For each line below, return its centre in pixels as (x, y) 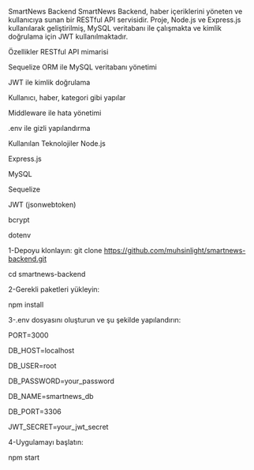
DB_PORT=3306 (35, 412)
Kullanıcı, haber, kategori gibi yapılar (67, 97)
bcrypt (19, 220)
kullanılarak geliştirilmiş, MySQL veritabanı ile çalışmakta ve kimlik (115, 28)
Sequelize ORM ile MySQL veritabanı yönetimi (83, 67)
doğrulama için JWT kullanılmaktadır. (68, 36)
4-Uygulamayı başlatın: (46, 442)
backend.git (28, 259)
